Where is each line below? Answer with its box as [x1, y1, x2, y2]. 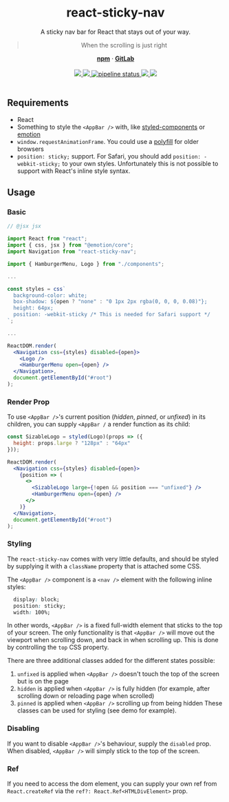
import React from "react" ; [7, 236, 88, 243]
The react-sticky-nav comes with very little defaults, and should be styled [7, 555, 219, 563]
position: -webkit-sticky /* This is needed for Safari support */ [13, 311, 211, 318]
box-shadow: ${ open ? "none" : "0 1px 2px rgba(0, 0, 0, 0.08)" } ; [13, 298, 208, 305]
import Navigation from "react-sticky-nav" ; [7, 248, 137, 256]
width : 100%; [13, 608, 51, 616]
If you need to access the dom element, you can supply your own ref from [7, 780, 217, 788]
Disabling [7, 723, 40, 733]
